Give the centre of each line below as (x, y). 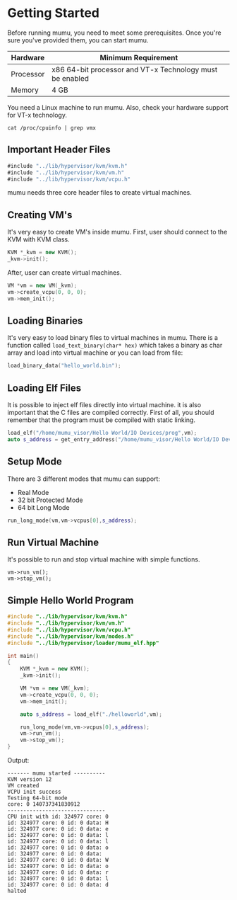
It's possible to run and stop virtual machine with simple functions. (104, 559)
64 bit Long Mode (43, 507)
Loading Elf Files (44, 388)
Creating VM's (40, 215)
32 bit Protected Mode (50, 500)
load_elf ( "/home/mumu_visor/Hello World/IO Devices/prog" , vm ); (102, 433)
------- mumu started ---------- (56, 773)
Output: (18, 760)
